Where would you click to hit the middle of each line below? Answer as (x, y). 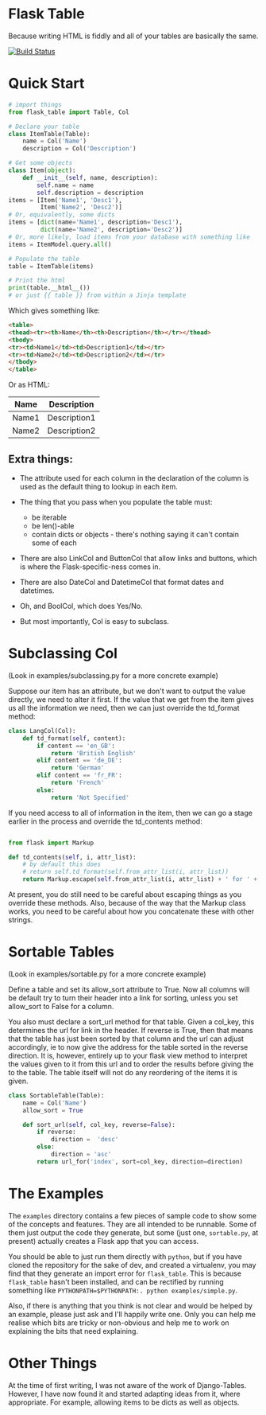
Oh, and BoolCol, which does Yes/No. (81, 606)
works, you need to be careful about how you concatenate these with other (131, 911)
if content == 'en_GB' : (76, 746)
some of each (54, 543)
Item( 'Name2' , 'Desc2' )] (81, 208)
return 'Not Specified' (90, 797)
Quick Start (46, 84)
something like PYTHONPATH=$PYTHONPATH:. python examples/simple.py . (123, 1290)
